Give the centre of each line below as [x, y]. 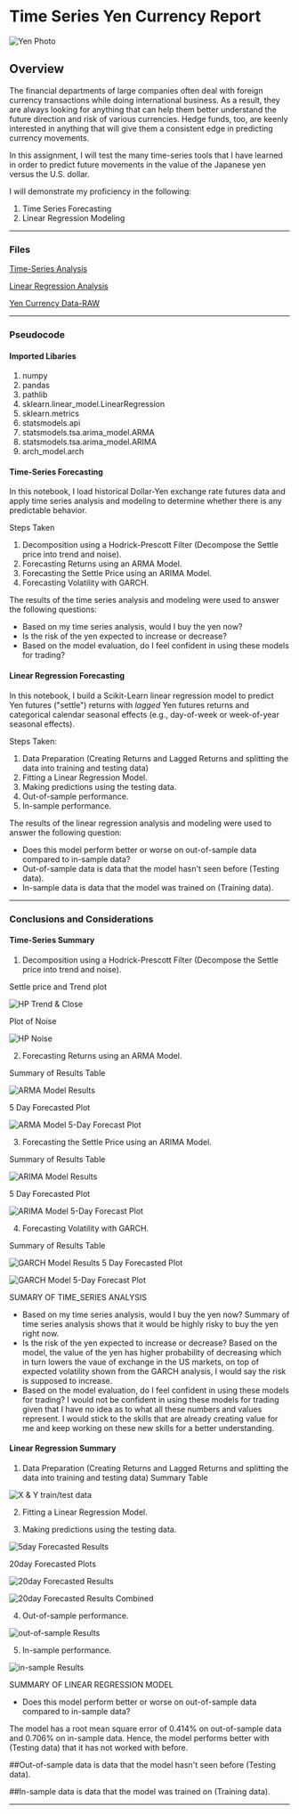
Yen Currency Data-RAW [55, 304]
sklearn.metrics [51, 414]
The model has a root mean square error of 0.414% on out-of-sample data [145, 1729]
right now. [40, 1333]
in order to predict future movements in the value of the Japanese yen [137, 164]
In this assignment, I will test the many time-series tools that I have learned [146, 155]
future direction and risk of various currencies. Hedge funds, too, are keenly [149, 118]
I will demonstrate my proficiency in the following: [100, 191]
